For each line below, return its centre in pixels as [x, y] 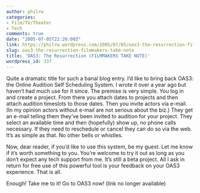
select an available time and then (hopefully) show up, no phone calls [91, 122]
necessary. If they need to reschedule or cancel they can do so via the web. [99, 129]
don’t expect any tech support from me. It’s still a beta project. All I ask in [96, 159]
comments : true [25, 34]
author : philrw [25, 12]
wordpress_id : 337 [29, 61]
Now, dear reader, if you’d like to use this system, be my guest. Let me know [100, 147]
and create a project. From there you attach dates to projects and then [92, 97]
